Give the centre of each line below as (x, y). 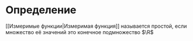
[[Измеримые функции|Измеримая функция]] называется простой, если (96, 26)
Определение (41, 10)
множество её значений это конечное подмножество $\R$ (79, 32)
